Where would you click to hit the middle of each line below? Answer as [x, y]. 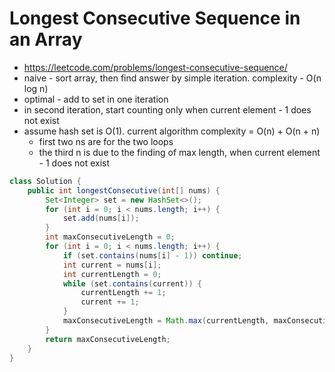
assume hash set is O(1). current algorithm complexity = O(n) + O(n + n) [172, 131]
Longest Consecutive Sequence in [155, 18]
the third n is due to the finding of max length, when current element [179, 152]
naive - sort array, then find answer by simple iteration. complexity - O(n [172, 78]
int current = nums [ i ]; [112, 265]
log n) [36, 88]
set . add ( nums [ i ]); [101, 218]
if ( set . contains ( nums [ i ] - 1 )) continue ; [152, 255]
